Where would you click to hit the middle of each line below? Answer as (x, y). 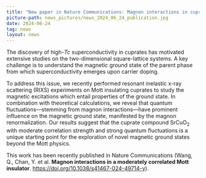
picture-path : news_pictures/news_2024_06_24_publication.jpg (87, 18)
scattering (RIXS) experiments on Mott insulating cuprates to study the (95, 90)
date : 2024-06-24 (29, 23)
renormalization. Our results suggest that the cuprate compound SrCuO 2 (98, 123)
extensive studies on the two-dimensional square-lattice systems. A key (97, 59)
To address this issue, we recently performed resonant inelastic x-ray (94, 84)
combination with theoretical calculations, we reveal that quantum (90, 103)
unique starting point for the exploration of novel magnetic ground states (98, 137)
